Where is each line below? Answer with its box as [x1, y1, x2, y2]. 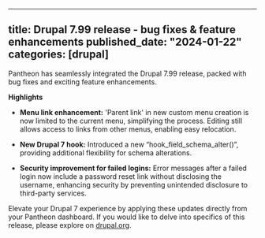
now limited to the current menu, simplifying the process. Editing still [19, 116, 243, 125]
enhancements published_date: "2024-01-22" [8, 35, 242, 49]
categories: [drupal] [8, 48, 109, 61]
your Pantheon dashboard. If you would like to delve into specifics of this [8, 212, 245, 221]
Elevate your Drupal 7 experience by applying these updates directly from [8, 203, 248, 213]
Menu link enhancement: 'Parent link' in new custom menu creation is [19, 107, 249, 117]
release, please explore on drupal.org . [8, 220, 132, 229]
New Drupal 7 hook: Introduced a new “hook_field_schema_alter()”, [19, 139, 239, 149]
